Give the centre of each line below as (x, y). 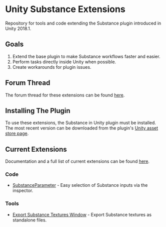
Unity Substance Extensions (65, 9)
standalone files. (29, 220)
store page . (17, 134)
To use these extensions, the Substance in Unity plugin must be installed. (81, 123)
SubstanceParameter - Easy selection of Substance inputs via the (80, 185)
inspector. (23, 191)
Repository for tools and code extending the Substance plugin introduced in (83, 23)
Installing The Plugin (38, 111)
